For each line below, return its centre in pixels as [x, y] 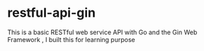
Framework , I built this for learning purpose [72, 39]
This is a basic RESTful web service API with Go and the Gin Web [102, 32]
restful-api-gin [51, 13]
